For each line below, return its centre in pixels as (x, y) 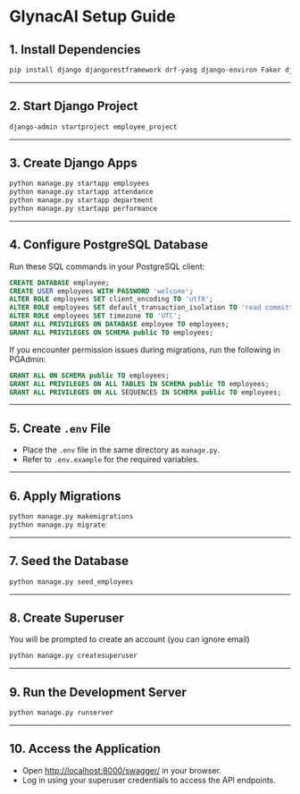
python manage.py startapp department (81, 200)
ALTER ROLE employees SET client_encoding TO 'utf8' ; (112, 300)
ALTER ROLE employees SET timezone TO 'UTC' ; (95, 316)
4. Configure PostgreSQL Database (108, 245)
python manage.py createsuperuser (74, 656)
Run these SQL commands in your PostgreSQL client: (107, 266)
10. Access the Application (85, 749)
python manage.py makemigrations (71, 517)
